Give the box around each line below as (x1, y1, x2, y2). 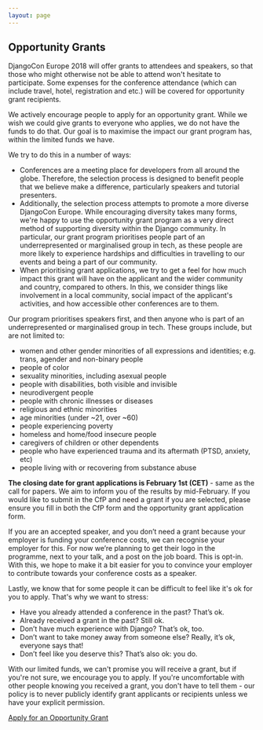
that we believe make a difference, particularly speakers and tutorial (19, 182, 239, 192)
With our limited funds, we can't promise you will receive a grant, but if (8, 665, 237, 674)
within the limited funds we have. (8, 135, 115, 145)
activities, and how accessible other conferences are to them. (19, 299, 220, 309)
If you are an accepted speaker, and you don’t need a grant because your (8, 527, 246, 537)
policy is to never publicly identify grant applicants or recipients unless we (8, 689, 248, 699)
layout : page (8, 11, 51, 20)
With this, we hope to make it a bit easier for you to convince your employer (8, 560, 253, 570)
